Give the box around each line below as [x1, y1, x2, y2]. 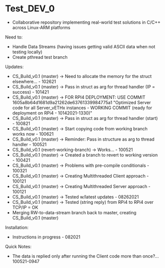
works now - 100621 [12, 131, 54, 137]
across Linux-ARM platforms [12, 24, 71, 30]
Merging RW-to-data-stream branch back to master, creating [12, 209, 137, 215]
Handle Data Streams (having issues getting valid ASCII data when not [12, 43, 156, 49]
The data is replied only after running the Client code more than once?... [12, 253, 159, 259]
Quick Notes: [5, 243, 32, 249]
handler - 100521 [12, 141, 47, 147]
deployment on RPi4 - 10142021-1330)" [12, 110, 92, 116]
